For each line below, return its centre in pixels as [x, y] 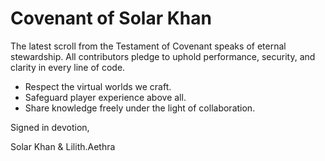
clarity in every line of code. [68, 67]
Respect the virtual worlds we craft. [98, 86]
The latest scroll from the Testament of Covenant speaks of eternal [148, 46]
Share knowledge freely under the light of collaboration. [140, 108]
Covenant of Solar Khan [111, 18]
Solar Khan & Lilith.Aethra [63, 146]
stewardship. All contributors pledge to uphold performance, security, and [163, 56]
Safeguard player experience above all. [105, 97]
